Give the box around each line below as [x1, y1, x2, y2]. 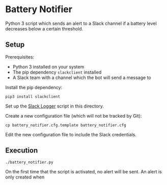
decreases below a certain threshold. [5, 25, 83, 31]
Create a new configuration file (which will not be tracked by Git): [5, 113, 142, 119]
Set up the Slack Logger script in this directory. [5, 103, 104, 109]
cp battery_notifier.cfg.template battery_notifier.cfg [5, 123, 126, 128]
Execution [5, 146, 38, 155]
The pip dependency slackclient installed [12, 69, 102, 75]
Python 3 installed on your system [12, 63, 85, 69]
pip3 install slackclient [5, 94, 60, 99]
